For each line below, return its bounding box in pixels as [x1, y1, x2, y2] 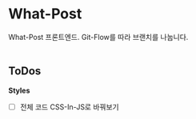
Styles [8, 85, 30, 95]
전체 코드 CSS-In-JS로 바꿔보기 [19, 101, 119, 112]
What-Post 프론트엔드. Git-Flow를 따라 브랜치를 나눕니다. [8, 32, 189, 42]
